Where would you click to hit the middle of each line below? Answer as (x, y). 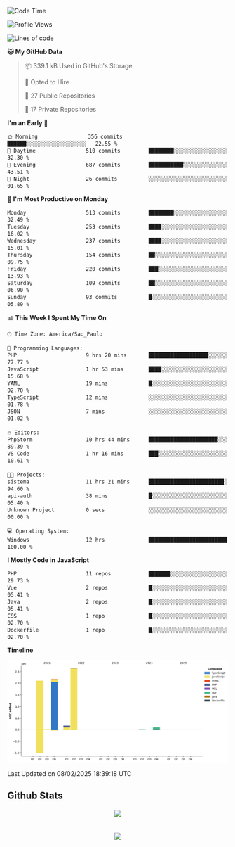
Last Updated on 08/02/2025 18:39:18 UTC (69, 773)
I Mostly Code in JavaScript (48, 560)
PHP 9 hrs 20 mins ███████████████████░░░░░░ (117, 355)
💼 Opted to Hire (47, 82)
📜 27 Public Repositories (60, 96)
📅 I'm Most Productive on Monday (58, 199)
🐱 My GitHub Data (35, 52)
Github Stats (35, 796)
